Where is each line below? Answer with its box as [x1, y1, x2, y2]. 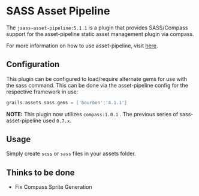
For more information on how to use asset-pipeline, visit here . [6, 42, 158, 49]
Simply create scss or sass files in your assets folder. [6, 150, 136, 157]
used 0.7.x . [43, 117, 72, 124]
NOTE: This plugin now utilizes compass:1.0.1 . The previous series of [6, 110, 179, 117]
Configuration [6, 59, 60, 70]
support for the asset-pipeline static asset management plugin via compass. [6, 30, 194, 37]
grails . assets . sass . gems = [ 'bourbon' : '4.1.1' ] [6, 99, 128, 105]
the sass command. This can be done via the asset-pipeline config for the [6, 82, 189, 89]
